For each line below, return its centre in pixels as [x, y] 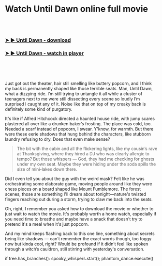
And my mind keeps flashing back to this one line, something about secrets [80, 233]
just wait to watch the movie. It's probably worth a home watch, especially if [81, 214]
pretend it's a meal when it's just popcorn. [47, 224]
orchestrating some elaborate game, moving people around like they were [79, 184]
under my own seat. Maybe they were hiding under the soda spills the [86, 164]
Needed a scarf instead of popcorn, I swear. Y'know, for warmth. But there [79, 129]
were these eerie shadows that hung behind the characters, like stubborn [78, 134]
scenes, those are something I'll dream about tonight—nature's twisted [76, 194]
